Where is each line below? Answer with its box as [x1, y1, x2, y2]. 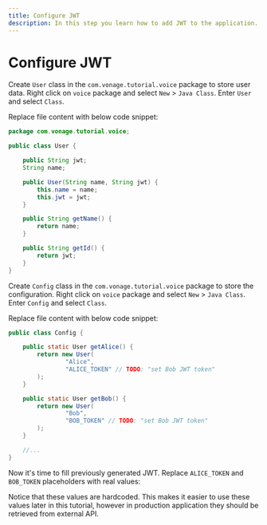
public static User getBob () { [22, 394, 127, 403]
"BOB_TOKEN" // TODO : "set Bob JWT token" [65, 416, 209, 425]
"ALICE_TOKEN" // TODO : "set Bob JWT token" [65, 365, 216, 373]
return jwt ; [37, 251, 77, 259]
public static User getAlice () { [22, 343, 134, 351]
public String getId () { [22, 244, 105, 252]
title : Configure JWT [8, 11, 80, 20]
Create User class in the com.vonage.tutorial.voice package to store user [8, 80, 251, 89]
